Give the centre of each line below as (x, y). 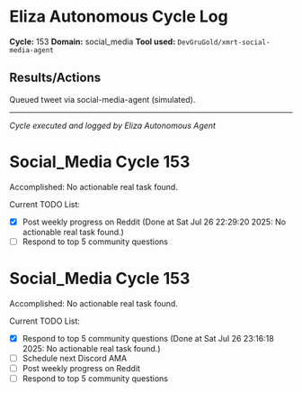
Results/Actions (55, 78)
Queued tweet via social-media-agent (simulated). (102, 99)
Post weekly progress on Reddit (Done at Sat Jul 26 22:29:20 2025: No (154, 222)
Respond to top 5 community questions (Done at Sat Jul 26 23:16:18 (148, 338)
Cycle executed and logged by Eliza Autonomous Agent (112, 125)
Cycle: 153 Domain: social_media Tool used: (93, 41)
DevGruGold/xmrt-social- (224, 42)
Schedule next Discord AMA (75, 358)
